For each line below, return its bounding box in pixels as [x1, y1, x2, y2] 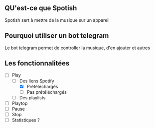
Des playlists [19, 94, 46, 101]
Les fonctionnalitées [4, 59, 70, 67]
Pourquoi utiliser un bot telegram [4, 32, 109, 40]
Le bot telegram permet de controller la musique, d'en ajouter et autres [4, 45, 151, 51]
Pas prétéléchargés [26, 89, 67, 95]
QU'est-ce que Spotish [4, 4, 77, 12]
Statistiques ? [11, 117, 40, 123]
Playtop [11, 100, 28, 106]
